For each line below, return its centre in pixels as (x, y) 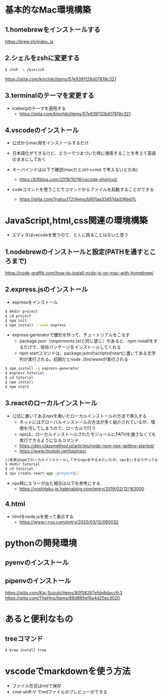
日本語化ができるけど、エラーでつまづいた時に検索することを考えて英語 (84, 153)
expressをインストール (35, 302)
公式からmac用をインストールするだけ (50, 143)
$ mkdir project (21, 311)
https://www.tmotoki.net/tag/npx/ (53, 451)
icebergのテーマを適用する (39, 108)
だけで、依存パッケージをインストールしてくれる (72, 347)
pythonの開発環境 (41, 543)
